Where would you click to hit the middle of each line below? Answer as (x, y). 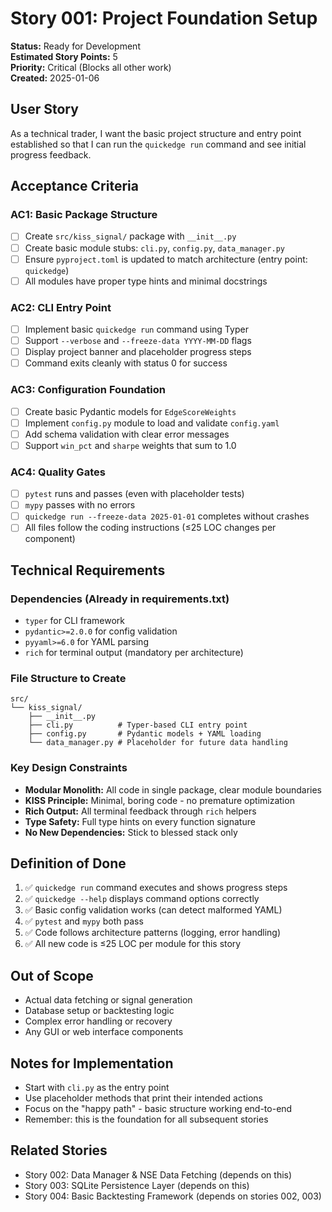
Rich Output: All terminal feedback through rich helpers (140, 811)
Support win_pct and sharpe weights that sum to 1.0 (130, 445)
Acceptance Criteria (74, 186)
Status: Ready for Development (75, 46)
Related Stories (59, 1150)
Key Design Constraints (69, 768)
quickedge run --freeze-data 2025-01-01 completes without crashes (167, 516)
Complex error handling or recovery (98, 1021)
